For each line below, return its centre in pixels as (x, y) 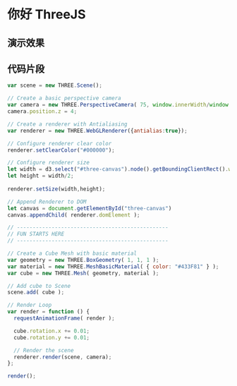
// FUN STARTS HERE (36, 234)
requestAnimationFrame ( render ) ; (64, 318)
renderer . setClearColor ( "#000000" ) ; (61, 150)
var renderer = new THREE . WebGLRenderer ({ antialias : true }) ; (98, 131)
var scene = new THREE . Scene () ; (55, 85)
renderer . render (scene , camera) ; (63, 357)
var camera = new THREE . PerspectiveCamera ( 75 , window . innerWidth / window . (120, 105)
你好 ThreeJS (47, 14)
